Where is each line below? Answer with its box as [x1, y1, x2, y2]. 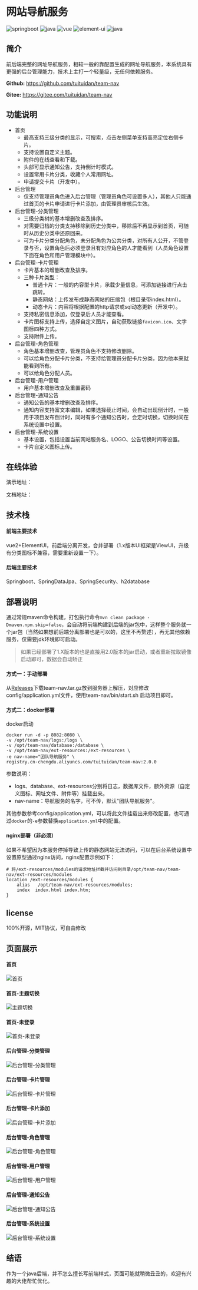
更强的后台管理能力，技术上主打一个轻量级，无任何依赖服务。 [6, 68, 156, 75]
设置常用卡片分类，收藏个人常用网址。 [23, 170, 117, 177]
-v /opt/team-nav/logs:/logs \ [6, 737, 83, 743]
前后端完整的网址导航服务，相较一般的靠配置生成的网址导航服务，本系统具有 [6, 60, 192, 68]
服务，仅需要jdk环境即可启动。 [6, 636, 81, 643]
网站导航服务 [6, 5, 69, 19]
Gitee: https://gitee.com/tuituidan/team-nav [6, 91, 113, 98]
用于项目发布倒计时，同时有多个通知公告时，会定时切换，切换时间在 [23, 414, 189, 421]
